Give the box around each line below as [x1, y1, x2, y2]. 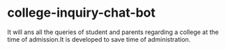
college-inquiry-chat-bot [7, 5, 156, 21]
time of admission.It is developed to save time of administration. [7, 35, 191, 43]
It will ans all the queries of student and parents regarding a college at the [7, 28, 219, 36]
